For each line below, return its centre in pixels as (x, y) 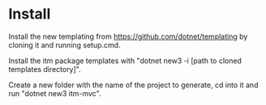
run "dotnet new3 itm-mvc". (55, 93)
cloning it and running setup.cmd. (64, 44)
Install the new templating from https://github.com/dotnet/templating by (128, 36)
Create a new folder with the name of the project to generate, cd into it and (133, 85)
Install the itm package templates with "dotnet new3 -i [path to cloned (125, 61)
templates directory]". (45, 69)
